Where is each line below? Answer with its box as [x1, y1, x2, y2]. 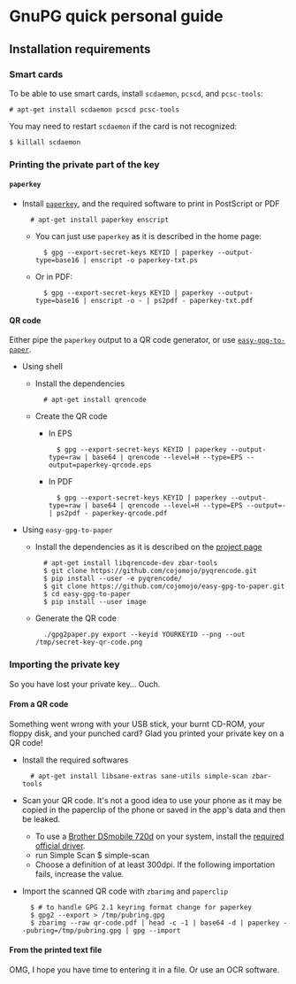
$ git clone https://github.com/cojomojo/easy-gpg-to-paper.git [42, 582, 285, 591]
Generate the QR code [34, 613, 118, 624]
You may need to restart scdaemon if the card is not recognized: [9, 120, 238, 131]
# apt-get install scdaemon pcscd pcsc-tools [9, 105, 179, 114]
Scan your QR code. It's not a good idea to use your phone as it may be [21, 794, 283, 805]
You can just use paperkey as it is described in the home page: [34, 231, 262, 241]
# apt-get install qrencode [42, 396, 148, 405]
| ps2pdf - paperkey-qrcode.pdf [48, 509, 168, 518]
